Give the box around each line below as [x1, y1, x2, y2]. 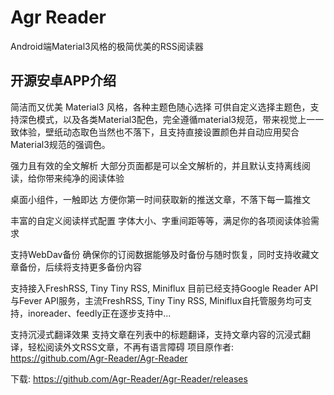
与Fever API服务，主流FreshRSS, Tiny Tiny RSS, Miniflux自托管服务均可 [10, 294, 304, 306]
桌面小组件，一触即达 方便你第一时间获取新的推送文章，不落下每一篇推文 [10, 193, 311, 205]
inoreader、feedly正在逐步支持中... [27, 307, 172, 319]
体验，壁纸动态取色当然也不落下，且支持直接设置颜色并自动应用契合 [18, 126, 300, 138]
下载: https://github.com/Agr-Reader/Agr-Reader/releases [10, 372, 248, 385]
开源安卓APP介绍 [10, 72, 117, 90]
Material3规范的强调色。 [10, 138, 111, 150]
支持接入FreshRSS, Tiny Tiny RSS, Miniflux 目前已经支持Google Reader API [10, 282, 318, 294]
